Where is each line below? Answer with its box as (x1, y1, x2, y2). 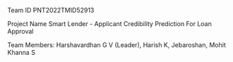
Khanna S (7, 49, 35, 56)
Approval (7, 27, 34, 35)
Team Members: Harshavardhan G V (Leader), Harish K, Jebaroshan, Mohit (7, 41, 226, 49)
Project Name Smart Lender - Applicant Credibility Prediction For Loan (7, 20, 212, 27)
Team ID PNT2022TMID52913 (7, 6, 95, 14)
